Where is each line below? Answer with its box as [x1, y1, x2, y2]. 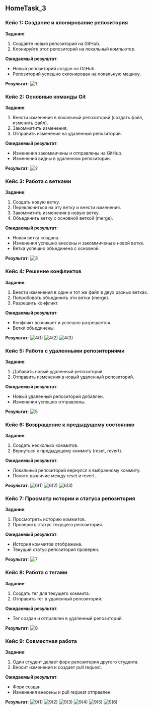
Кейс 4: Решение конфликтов [5, 268, 82, 275]
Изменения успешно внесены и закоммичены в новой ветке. [12, 240, 145, 246]
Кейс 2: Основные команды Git [5, 93, 86, 100]
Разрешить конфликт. [12, 300, 59, 306]
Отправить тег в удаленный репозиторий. [12, 595, 103, 601]
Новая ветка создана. [12, 235, 60, 241]
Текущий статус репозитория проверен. [12, 546, 100, 552]
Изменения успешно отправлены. [12, 398, 86, 404]
